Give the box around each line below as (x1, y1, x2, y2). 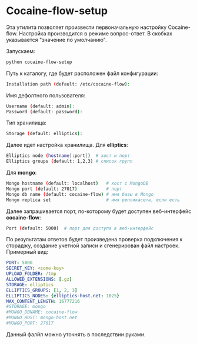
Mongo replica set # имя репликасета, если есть (6, 196, 181, 203)
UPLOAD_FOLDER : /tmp (6, 271, 57, 277)
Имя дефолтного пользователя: (6, 91, 86, 99)
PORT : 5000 (6, 260, 33, 266)
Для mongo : (6, 169, 37, 176)
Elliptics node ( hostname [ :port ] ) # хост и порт (6, 153, 131, 159)
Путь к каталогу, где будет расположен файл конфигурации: (6, 70, 159, 77)
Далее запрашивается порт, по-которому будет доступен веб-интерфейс (6, 208, 192, 215)
